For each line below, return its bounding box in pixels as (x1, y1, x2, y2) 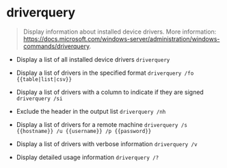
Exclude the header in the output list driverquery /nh (16, 107, 166, 115)
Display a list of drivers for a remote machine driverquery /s (16, 120, 187, 128)
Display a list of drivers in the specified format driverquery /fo (16, 69, 194, 77)
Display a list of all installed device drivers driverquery (16, 55, 170, 63)
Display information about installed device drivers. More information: (23, 27, 217, 36)
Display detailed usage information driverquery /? (16, 153, 159, 161)
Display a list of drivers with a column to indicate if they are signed (16, 88, 204, 96)
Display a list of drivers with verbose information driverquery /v (16, 139, 198, 148)
